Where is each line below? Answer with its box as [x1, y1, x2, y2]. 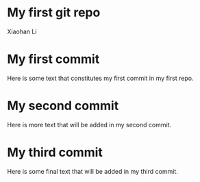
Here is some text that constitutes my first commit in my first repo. [7, 74, 194, 82]
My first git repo [7, 5, 101, 21]
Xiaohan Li [7, 27, 37, 36]
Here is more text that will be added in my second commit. [7, 120, 172, 129]
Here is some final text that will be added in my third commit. [7, 167, 178, 175]
